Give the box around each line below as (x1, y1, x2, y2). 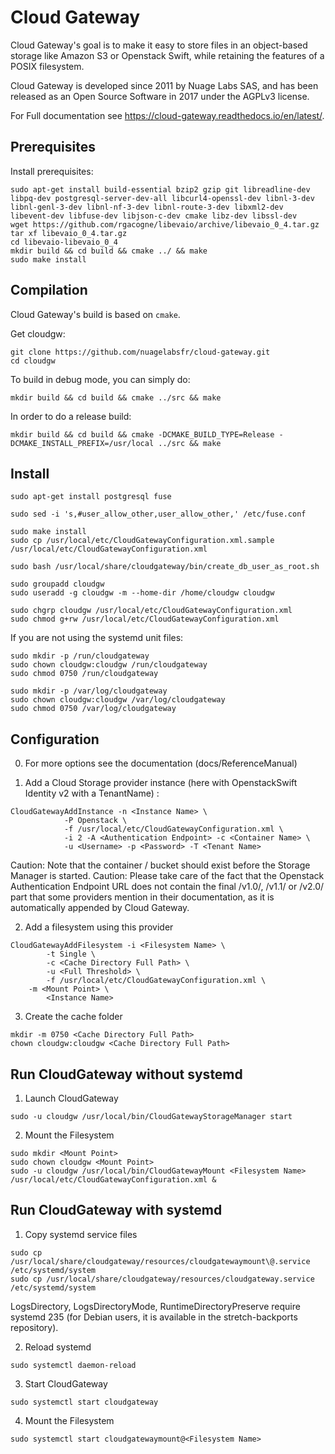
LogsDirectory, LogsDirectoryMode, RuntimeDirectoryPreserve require (10, 1300, 301, 1312)
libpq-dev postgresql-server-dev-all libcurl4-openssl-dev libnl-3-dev (10, 193, 315, 203)
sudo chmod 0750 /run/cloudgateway (10, 669, 159, 679)
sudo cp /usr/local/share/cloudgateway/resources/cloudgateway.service (10, 1274, 315, 1284)
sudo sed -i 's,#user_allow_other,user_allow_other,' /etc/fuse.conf (10, 509, 307, 520)
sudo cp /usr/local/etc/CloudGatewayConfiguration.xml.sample (10, 536, 275, 546)
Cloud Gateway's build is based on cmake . (10, 308, 181, 320)
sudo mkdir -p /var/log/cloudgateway (10, 686, 168, 696)
